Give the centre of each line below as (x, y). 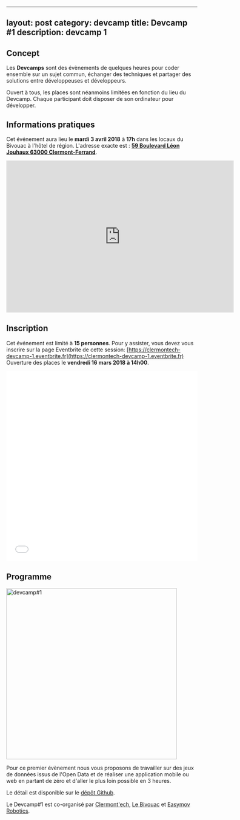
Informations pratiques (51, 124)
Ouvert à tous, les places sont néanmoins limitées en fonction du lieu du (96, 92)
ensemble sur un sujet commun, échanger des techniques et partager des (99, 74)
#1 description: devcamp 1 (57, 33)
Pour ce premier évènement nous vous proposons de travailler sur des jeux (100, 768)
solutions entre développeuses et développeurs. (66, 81)
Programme (29, 577)
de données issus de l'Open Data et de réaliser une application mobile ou (98, 774)
